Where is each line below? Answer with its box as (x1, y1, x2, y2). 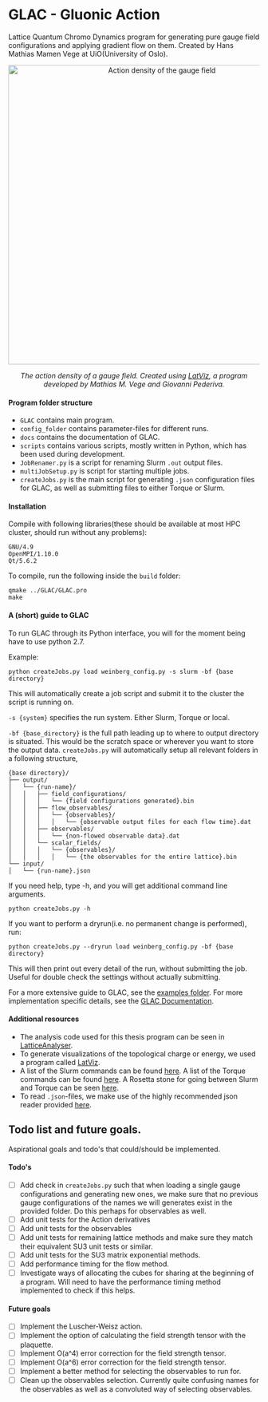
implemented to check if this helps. (19, 1285, 136, 1295)
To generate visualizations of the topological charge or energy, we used (19, 1048, 257, 1059)
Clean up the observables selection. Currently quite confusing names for (19, 1375, 259, 1384)
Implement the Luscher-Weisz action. (19, 1321, 143, 1331)
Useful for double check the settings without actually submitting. (8, 972, 221, 981)
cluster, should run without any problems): (8, 528, 148, 537)
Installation (8, 501, 46, 511)
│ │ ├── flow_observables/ (8, 804, 112, 812)
